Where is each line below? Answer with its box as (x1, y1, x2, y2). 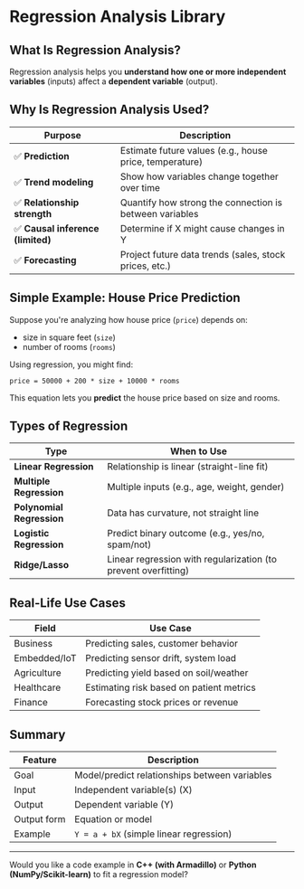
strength (14, 207, 52, 220)
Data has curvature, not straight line (107, 506, 260, 519)
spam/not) (107, 538, 152, 551)
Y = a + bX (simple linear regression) (74, 828, 233, 840)
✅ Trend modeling (14, 175, 94, 188)
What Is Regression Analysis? (9, 43, 181, 58)
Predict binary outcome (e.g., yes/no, (107, 527, 265, 540)
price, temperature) (119, 156, 204, 168)
